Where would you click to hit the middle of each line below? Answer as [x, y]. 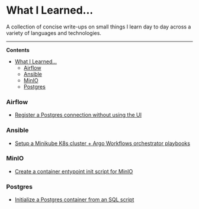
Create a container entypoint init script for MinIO [74, 171]
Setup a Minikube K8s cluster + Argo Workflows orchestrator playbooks [102, 143]
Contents [18, 50]
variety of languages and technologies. [54, 33]
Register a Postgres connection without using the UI [78, 115]
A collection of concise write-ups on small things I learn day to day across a [99, 27]
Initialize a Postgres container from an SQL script [74, 200]
